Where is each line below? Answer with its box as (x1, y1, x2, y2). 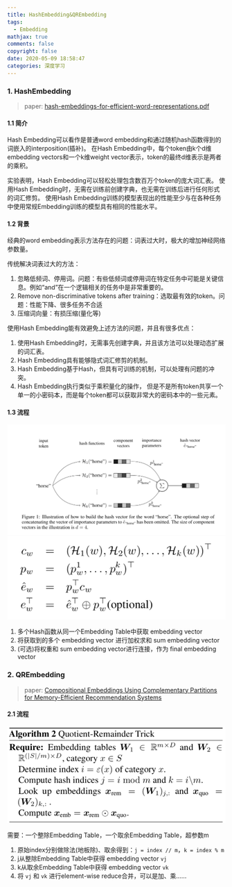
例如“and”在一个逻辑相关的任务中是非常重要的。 (29, 283, 168, 292)
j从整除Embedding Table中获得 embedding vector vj (17, 854, 168, 863)
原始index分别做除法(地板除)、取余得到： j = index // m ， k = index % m (17, 846, 225, 854)
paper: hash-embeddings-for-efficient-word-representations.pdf (24, 102, 210, 110)
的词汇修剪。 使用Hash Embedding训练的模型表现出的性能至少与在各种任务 (7, 194, 222, 202)
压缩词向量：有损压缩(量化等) (17, 309, 102, 317)
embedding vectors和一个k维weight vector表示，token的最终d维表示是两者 (7, 153, 222, 161)
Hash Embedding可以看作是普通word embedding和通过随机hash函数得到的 (7, 135, 222, 144)
